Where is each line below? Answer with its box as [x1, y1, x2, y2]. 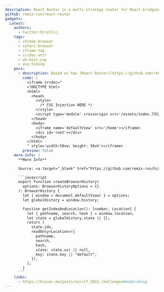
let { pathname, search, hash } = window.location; [26, 211, 134, 216]
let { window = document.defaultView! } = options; [22, 193, 130, 198]
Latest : [9, 21, 25, 26]
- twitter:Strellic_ [18, 30, 60, 35]
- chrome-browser [18, 39, 54, 44]
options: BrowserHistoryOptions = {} [22, 184, 99, 189]
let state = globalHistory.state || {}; [26, 216, 110, 221]
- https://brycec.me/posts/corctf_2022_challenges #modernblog [18, 279, 147, 284]
